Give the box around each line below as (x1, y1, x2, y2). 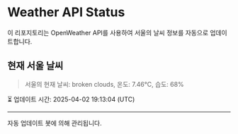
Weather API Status (7, 4, 125, 20)
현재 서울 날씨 (7, 60, 64, 72)
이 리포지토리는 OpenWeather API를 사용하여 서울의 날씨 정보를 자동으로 (7, 28, 209, 37)
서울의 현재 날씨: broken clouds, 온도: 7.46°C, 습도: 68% (24, 80, 184, 88)
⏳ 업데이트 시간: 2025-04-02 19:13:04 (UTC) (7, 95, 135, 103)
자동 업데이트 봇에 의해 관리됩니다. (7, 118, 102, 127)
